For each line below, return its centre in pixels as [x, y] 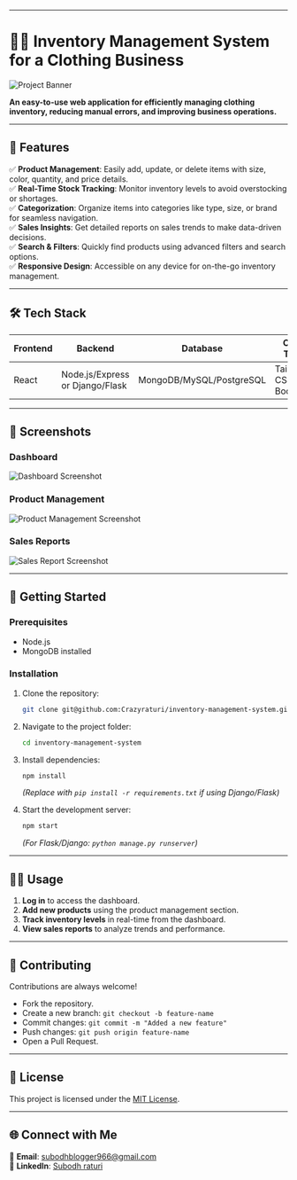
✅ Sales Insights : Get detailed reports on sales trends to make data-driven [145, 227]
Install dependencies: [61, 760]
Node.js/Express [95, 374]
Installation [34, 674]
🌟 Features [39, 148]
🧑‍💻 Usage [36, 879]
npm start [40, 826]
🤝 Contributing [50, 965]
